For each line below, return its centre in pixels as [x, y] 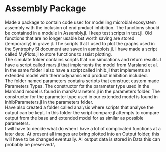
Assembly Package [46, 9]
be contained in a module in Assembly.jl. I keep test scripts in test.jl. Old [79, 33]
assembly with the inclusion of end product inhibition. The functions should [82, 27]
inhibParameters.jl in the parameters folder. [49, 102]
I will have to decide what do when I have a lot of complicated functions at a [83, 128]
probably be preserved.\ [30, 144]
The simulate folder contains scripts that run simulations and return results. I [83, 59]
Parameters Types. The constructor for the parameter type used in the [77, 86]
